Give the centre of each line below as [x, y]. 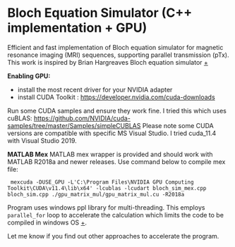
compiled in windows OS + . [47, 222]
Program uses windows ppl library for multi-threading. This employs [106, 207]
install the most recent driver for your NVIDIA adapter [95, 89]
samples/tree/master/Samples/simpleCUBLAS [74, 125]
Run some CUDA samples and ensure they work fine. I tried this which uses [117, 110]
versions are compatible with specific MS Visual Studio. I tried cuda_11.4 [112, 133]
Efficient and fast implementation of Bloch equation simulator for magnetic [115, 47]
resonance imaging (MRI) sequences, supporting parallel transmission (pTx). [118, 55]
